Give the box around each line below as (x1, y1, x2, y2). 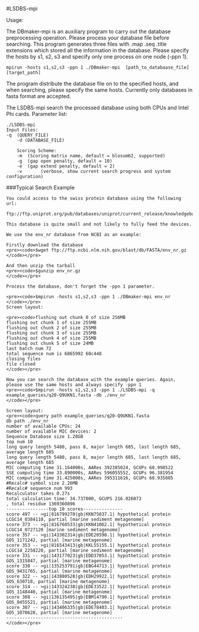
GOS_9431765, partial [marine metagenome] (6, 568, 113, 574)
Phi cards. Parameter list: (6, 111, 68, 117)
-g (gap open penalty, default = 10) (17, 158, 113, 164)
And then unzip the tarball (6, 263, 76, 269)
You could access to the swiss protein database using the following (6, 195, 182, 201)
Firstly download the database (6, 242, 84, 248)
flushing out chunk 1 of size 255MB (6, 320, 97, 325)
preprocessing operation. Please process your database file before (6, 34, 170, 41)
